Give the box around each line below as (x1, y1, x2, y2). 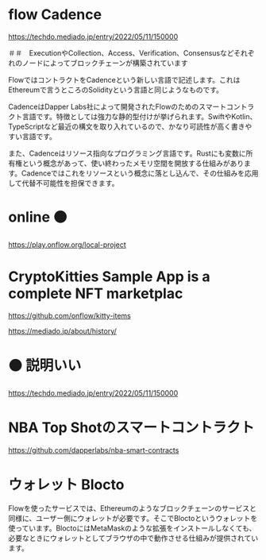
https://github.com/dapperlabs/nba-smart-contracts (8, 445, 179, 454)
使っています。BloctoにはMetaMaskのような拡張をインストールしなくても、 (8, 523, 256, 533)
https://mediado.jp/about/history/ (8, 326, 118, 335)
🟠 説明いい (8, 357, 82, 374)
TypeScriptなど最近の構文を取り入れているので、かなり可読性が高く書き (8, 122, 245, 131)
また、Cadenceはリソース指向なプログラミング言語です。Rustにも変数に (8, 149, 246, 158)
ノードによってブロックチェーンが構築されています (21, 58, 188, 68)
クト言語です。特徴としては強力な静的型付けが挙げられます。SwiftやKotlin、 (8, 111, 257, 121)
